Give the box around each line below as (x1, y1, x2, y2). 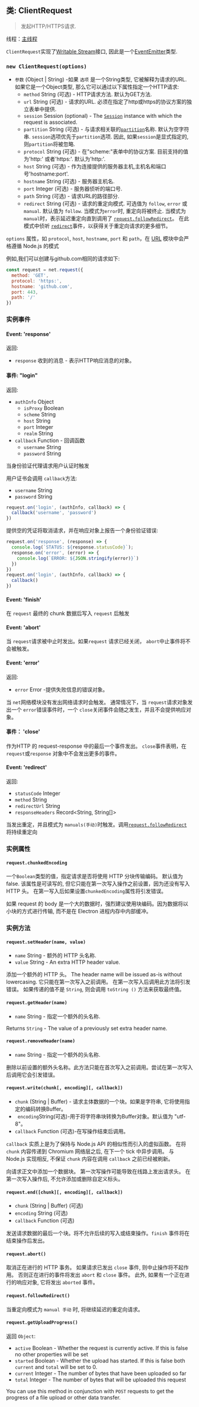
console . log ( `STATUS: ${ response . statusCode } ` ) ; (11, 544, 134, 550)
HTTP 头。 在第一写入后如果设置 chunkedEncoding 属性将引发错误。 (6, 888, 167, 895)
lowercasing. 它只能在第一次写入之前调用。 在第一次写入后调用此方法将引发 (6, 978, 191, 986)
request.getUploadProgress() (6, 1320, 78, 1325)
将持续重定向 (6, 829, 37, 836)
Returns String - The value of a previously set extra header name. (6, 1024, 168, 1032)
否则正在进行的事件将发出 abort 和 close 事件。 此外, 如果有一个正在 (17, 1271, 185, 1278)
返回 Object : (6, 1332, 36, 1340)
